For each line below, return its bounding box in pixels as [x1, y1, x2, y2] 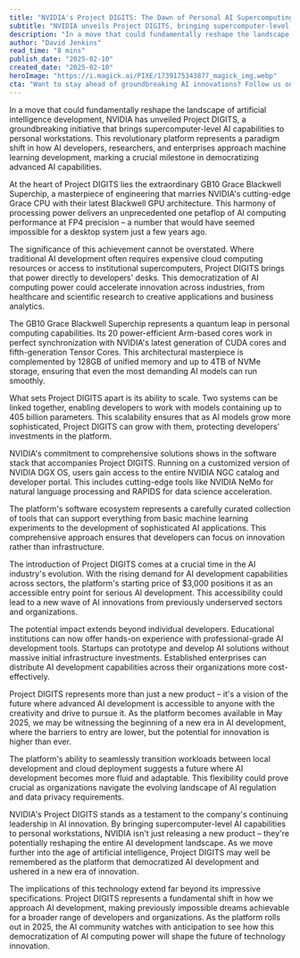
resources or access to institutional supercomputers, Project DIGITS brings [9, 262, 285, 273]
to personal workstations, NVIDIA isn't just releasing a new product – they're [9, 827, 290, 838]
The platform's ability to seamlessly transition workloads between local [9, 753, 271, 764]
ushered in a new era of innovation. [9, 866, 139, 877]
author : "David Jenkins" [9, 38, 102, 47]
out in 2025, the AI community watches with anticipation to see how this [9, 921, 275, 932]
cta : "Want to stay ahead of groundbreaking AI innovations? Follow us [9, 80, 281, 89]
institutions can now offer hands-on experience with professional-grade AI [9, 633, 284, 644]
